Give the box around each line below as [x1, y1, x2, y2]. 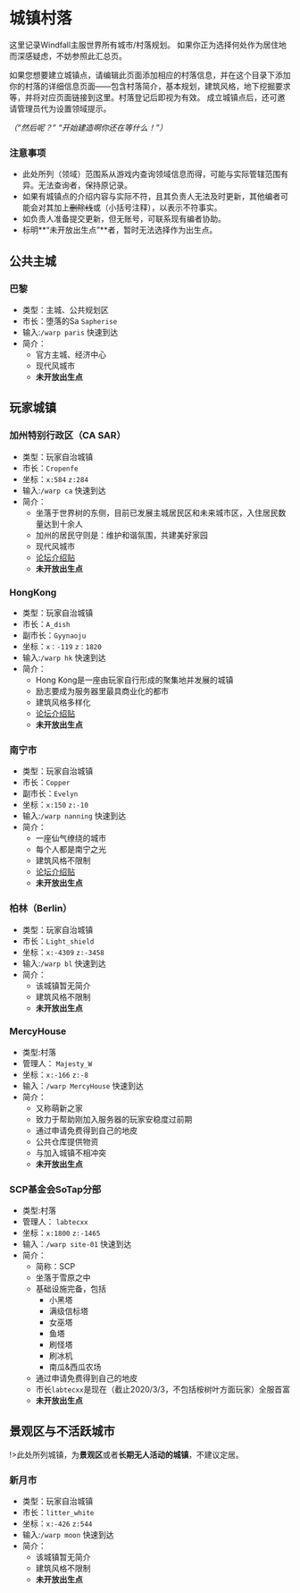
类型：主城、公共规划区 [21, 304, 109, 315]
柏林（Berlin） [9, 902, 72, 915]
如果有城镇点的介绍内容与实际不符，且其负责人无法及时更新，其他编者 [21, 191, 281, 202]
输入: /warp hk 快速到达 [21, 652, 107, 663]
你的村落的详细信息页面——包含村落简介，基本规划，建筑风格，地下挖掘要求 [9, 80, 291, 91]
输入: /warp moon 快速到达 [21, 1529, 114, 1540]
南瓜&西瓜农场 [48, 1361, 102, 1373]
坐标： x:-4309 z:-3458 [21, 946, 104, 957]
